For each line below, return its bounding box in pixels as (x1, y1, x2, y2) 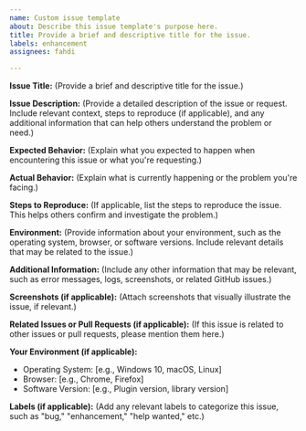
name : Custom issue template (9, 13, 121, 23)
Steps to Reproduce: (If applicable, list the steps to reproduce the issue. (9, 200, 282, 211)
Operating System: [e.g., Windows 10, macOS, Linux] (22, 364, 222, 375)
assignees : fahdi (9, 47, 76, 57)
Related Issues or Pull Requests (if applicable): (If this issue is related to (9, 319, 284, 330)
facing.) (9, 182, 39, 193)
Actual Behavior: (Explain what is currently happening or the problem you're (9, 173, 298, 184)
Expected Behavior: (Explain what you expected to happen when (9, 145, 256, 156)
